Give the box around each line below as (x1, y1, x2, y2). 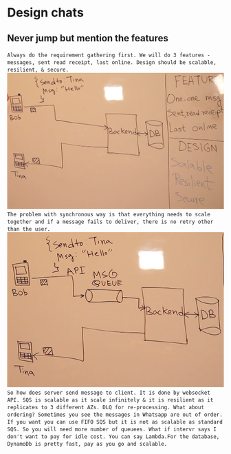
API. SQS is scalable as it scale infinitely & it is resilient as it (7, 396, 214, 404)
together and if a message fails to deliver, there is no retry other (7, 218, 214, 225)
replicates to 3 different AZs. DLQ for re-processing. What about (7, 404, 205, 411)
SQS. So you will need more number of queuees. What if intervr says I (7, 426, 217, 433)
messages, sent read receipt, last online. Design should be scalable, (7, 59, 217, 66)
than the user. (7, 226, 51, 233)
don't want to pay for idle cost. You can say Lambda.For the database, (7, 433, 220, 440)
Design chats (7, 5, 84, 21)
